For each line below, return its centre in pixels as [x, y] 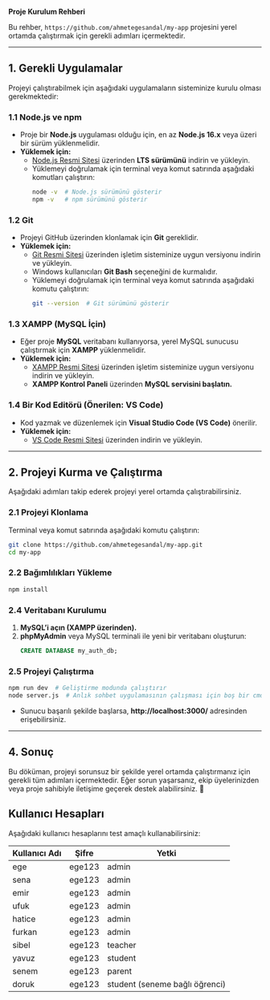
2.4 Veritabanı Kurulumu [57, 610]
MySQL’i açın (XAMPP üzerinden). [78, 627]
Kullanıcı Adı [37, 853]
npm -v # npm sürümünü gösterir [90, 199]
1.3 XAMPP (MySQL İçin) [57, 324]
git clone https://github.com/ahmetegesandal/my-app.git [106, 545]
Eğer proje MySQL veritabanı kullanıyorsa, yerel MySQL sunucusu [129, 341]
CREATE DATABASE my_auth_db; [69, 651]
